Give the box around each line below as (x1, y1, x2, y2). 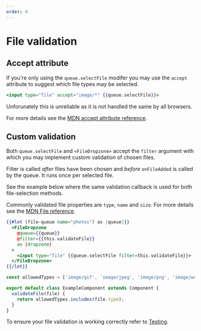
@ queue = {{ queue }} (17, 231, 60, 237)
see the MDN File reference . (6, 207, 76, 215)
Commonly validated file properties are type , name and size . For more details (6, 201, 194, 209)
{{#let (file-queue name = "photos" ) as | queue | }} (6, 219, 130, 225)
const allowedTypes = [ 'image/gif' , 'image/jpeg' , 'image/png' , (6, 274, 170, 281)
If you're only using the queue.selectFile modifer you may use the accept (6, 74, 188, 81)
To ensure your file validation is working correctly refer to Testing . (6, 318, 169, 326)
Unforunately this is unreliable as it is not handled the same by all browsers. (6, 103, 193, 110)
